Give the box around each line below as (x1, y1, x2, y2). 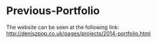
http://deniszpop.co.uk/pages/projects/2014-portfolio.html (6, 29, 151, 37)
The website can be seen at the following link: (6, 24, 120, 31)
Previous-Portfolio (6, 4, 100, 18)
